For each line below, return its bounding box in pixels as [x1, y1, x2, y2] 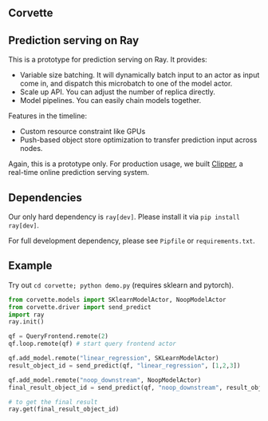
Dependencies [8, 191, 82, 205]
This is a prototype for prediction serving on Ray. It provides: [8, 55, 207, 65]
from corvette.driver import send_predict [8, 303, 152, 311]
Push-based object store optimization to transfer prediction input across [19, 135, 258, 145]
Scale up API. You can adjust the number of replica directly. [19, 87, 215, 97]
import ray [8, 311, 45, 319]
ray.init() [8, 318, 45, 326]
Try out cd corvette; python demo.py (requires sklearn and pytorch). [8, 280, 234, 290]
